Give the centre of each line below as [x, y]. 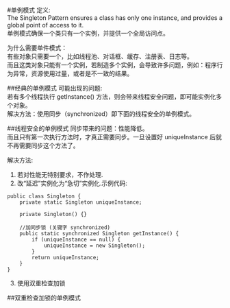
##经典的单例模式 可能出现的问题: [55, 88]
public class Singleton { [44, 196]
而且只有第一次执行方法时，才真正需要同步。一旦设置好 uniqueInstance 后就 [115, 137]
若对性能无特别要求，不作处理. [60, 175]
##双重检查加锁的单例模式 [44, 298]
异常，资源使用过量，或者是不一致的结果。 [73, 73]
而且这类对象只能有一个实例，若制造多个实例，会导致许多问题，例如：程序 [112, 65]
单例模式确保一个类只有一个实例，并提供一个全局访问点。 [88, 33]
